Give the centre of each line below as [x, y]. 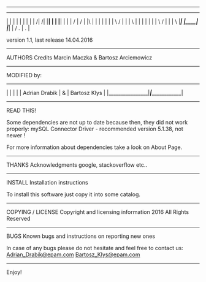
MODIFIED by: [24, 75]
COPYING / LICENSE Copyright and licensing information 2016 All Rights [97, 212]
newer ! [16, 135]
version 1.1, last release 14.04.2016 [50, 40]
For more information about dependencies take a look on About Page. [94, 147]
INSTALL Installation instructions [47, 182]
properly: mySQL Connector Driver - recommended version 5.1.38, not [95, 129]
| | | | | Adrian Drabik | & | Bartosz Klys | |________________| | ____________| [95, 93]
